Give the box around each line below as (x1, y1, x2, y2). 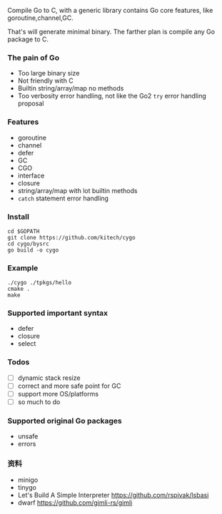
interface (17, 171, 45, 180)
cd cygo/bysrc (7, 240, 50, 247)
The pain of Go (7, 53, 59, 63)
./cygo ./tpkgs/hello (7, 279, 72, 287)
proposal (17, 99, 44, 108)
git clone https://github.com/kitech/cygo (7, 234, 136, 241)
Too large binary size (17, 69, 80, 78)
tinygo (17, 483, 37, 491)
